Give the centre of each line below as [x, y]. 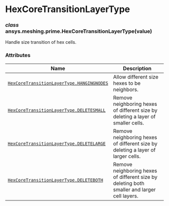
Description [137, 68]
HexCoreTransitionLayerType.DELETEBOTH [55, 180]
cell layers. [126, 196]
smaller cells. [129, 123]
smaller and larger [134, 189]
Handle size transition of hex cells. [41, 42]
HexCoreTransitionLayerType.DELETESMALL [57, 110]
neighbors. [126, 89]
